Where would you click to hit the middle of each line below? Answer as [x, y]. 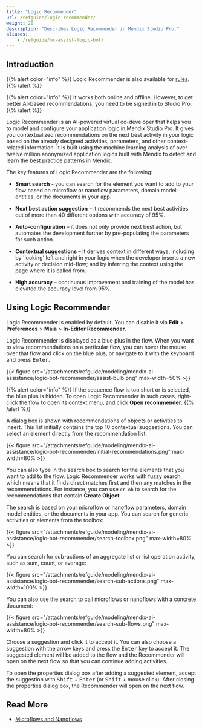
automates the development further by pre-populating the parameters [102, 233]
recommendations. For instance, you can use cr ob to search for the [91, 489]
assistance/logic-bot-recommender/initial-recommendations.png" [89, 451]
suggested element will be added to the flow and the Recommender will [96, 655]
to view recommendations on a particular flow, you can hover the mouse [96, 347]
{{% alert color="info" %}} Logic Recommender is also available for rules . [98, 79]
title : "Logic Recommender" [42, 12]
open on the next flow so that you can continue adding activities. [87, 661]
